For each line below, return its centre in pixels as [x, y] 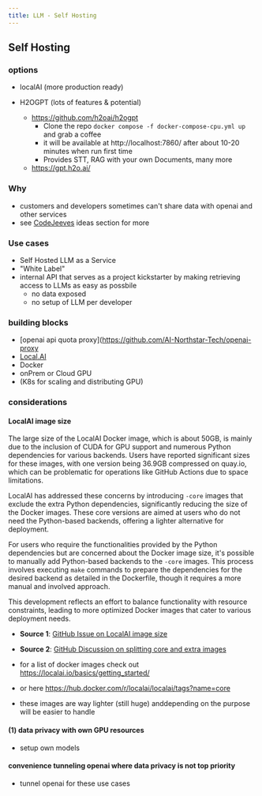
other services [43, 214]
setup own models [50, 748]
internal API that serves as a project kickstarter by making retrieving [130, 276]
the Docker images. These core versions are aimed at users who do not [124, 513]
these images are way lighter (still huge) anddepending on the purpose [135, 704]
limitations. [26, 481]
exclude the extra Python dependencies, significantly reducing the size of [128, 504]
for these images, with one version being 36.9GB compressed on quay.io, [127, 464]
